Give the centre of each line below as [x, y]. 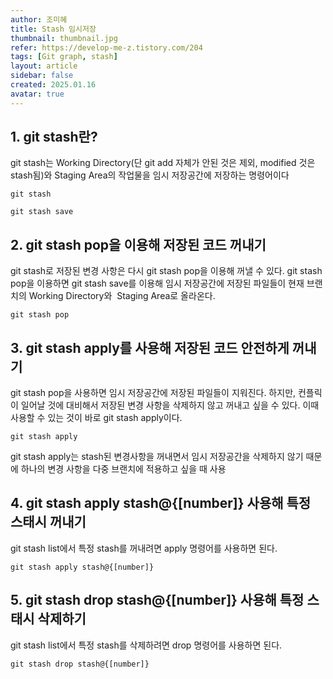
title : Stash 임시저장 [53, 29]
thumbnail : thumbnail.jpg [64, 38]
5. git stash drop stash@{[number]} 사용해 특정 [157, 600]
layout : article [44, 66]
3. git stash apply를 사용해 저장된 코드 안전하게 [150, 347]
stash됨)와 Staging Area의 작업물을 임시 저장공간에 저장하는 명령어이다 [150, 175]
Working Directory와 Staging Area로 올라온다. [122, 296]
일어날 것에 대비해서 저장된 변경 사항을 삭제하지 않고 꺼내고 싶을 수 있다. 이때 [170, 405]
